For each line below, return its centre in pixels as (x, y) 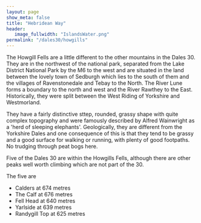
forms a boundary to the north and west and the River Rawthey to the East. (99, 89)
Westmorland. (24, 102)
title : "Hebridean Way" (36, 23)
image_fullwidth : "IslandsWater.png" (62, 35)
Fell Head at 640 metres (45, 201)
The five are (21, 176)
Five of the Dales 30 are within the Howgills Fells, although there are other (98, 158)
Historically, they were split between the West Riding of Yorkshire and (93, 96)
